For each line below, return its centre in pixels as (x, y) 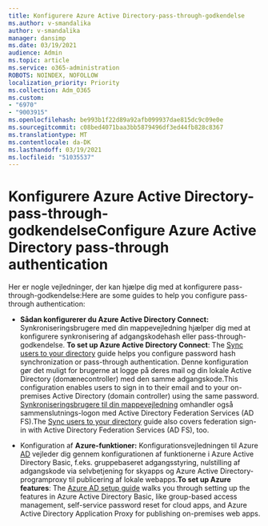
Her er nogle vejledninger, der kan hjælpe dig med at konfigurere (115, 287)
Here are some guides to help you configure (154, 295)
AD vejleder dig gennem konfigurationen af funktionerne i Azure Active (137, 454)
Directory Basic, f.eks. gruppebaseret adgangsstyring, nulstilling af (130, 463)
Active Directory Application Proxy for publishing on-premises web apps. (140, 514)
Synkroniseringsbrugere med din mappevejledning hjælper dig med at (135, 328)
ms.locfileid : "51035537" (51, 157)
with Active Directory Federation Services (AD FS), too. (118, 430)
